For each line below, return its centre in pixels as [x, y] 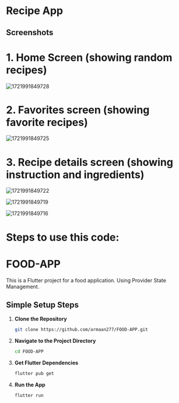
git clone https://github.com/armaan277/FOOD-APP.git [81, 330]
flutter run [29, 395]
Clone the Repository [41, 319]
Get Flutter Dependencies [46, 363]
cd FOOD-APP [29, 352]
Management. [23, 286]
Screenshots [30, 33]
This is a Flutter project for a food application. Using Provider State [86, 280]
